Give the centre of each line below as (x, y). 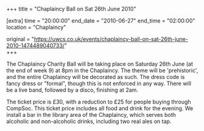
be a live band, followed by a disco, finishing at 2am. (72, 90)
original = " (20, 39)
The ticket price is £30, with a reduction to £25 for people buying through (99, 102)
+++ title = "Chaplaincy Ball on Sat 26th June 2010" (71, 9)
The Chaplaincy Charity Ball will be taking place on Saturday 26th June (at (100, 64)
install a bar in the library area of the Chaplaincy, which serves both (91, 115)
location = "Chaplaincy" (36, 27)
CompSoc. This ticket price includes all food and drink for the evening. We (100, 108)
